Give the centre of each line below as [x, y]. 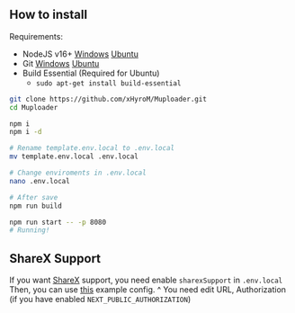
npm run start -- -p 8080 [58, 222]
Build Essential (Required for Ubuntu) [91, 73]
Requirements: [36, 36]
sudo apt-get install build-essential [108, 83]
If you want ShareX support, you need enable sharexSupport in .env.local [146, 280]
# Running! [30, 230]
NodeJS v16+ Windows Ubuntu [80, 54]
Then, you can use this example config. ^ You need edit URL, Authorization [147, 290]
